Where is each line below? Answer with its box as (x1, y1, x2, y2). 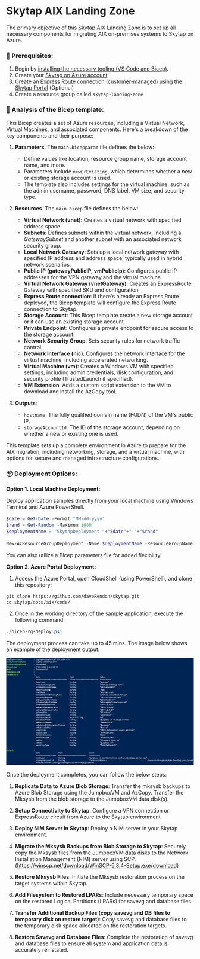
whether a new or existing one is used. (23, 430, 119, 437)
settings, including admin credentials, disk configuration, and (23, 369, 174, 376)
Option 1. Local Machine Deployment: (6, 485, 101, 493)
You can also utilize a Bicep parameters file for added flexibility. (6, 552, 162, 559)
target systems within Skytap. (14, 880, 88, 887)
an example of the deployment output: (6, 646, 100, 653)
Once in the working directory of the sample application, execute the (14, 610, 183, 617)
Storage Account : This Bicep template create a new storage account (23, 311, 193, 319)
